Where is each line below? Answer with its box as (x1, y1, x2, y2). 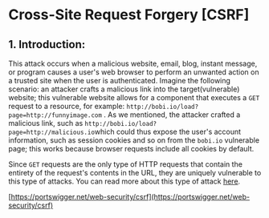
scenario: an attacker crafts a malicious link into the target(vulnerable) (8, 84, 240, 94)
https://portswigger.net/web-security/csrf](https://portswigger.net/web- (10, 192, 251, 201)
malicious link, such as (8, 119, 84, 127)
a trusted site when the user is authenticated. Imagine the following (8, 76, 231, 85)
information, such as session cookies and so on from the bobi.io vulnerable (8, 135, 259, 145)
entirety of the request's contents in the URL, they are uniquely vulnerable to (8, 168, 262, 177)
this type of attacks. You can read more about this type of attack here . (8, 176, 241, 186)
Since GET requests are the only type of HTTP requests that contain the (8, 159, 243, 169)
